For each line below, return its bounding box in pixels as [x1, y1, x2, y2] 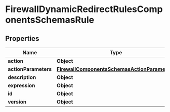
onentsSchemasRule [5, 14, 95, 26]
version [8, 98, 27, 105]
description [8, 74, 36, 81]
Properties [5, 34, 39, 43]
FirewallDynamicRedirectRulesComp [5, 4, 163, 15]
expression [8, 82, 35, 89]
